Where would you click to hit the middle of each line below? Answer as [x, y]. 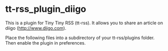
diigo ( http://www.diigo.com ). [36, 28]
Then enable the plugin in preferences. [45, 43]
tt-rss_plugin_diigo [46, 9]
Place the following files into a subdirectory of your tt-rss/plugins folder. [80, 38]
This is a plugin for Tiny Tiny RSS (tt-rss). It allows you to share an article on [84, 23]
